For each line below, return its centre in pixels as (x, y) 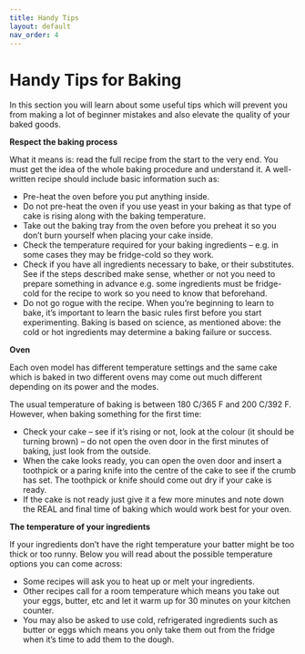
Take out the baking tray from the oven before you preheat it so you (149, 226)
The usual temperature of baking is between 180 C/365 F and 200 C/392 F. (151, 404)
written (23, 179)
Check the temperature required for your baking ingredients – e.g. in (151, 245)
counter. (38, 610)
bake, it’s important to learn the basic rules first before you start (142, 313)
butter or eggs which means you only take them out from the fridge (149, 630)
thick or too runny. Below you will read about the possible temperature (141, 554)
